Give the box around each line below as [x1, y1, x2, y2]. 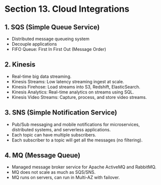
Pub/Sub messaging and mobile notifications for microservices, [11, 121, 140, 127]
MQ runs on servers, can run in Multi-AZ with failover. [11, 175, 120, 181]
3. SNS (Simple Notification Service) [4, 109, 117, 117]
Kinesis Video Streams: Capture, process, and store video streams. [11, 94, 147, 100]
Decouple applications [11, 41, 57, 47]
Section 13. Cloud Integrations [4, 3, 130, 15]
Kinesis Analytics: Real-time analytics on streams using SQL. [11, 89, 134, 95]
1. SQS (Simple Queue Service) [4, 23, 100, 31]
